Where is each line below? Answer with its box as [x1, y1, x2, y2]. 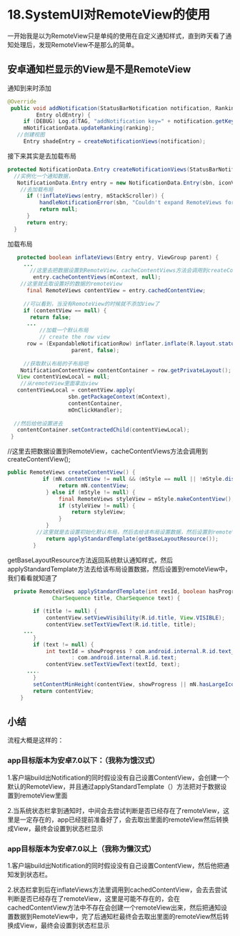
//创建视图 [16, 131, 45, 139]
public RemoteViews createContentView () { [7, 469, 136, 476]
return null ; [39, 206, 79, 213]
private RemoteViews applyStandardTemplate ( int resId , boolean [14, 587, 206, 595]
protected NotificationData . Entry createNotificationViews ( [7, 166, 191, 173]
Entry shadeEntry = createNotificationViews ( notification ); [23, 138, 206, 145]
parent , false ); [71, 347, 120, 354]
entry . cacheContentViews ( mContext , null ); [33, 274, 161, 281]
